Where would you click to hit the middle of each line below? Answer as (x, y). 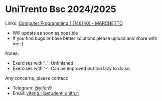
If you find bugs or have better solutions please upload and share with (85, 38)
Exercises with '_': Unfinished (43, 63)
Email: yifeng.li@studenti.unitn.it (46, 93)
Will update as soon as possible (45, 33)
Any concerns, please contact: (37, 78)
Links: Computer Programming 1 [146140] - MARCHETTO (64, 23)
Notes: (12, 53)
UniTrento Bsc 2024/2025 (61, 9)
